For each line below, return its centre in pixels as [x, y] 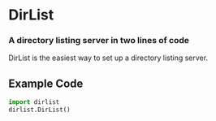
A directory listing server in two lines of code [99, 41]
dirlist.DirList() [39, 110]
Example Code [46, 83]
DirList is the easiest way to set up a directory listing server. [108, 58]
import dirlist [34, 102]
